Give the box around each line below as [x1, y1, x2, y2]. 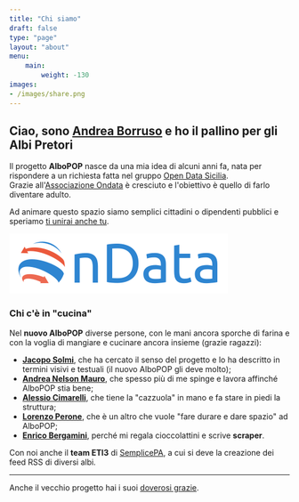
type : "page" [9, 33, 58, 42]
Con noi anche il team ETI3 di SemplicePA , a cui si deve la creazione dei [9, 447, 274, 457]
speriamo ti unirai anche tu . [9, 216, 109, 227]
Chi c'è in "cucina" [9, 307, 93, 320]
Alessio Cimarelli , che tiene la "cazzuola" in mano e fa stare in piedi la [21, 392, 281, 402]
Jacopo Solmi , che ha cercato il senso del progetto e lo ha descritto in [21, 354, 280, 365]
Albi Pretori [9, 138, 74, 153]
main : [25, 61, 46, 70]
